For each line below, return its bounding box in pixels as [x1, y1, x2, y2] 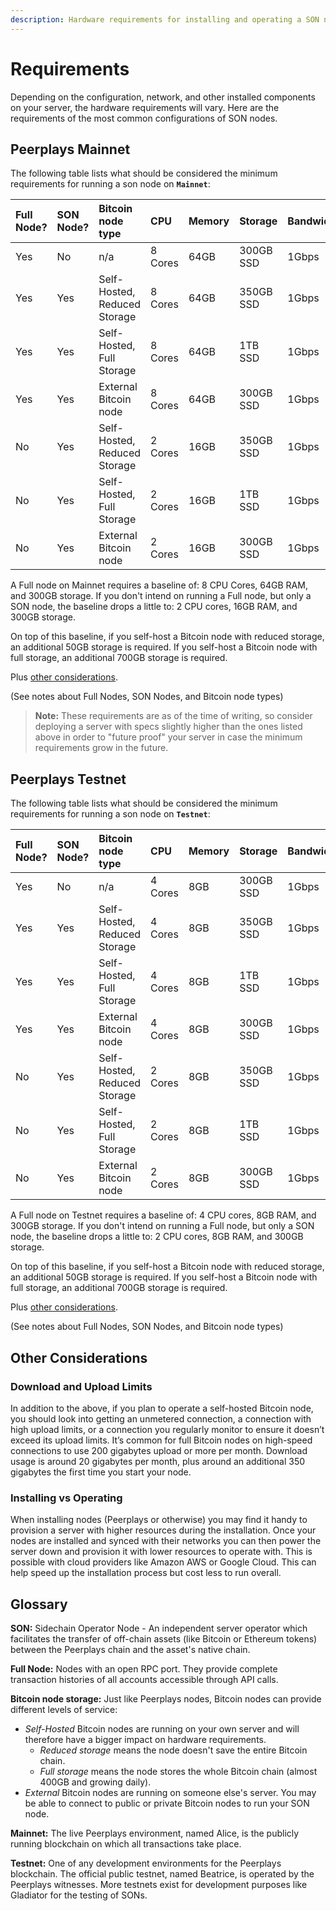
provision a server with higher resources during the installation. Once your [10, 1524, 317, 1536]
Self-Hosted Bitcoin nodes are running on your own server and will [24, 1722, 300, 1735]
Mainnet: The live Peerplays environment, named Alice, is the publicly [10, 1827, 300, 1839]
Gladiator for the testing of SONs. [10, 1889, 148, 1901]
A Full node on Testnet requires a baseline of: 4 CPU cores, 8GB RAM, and [10, 1209, 317, 1221]
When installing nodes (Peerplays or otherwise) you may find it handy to [10, 1514, 308, 1526]
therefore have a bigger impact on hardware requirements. [24, 1733, 267, 1745]
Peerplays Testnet [10, 771, 127, 788]
